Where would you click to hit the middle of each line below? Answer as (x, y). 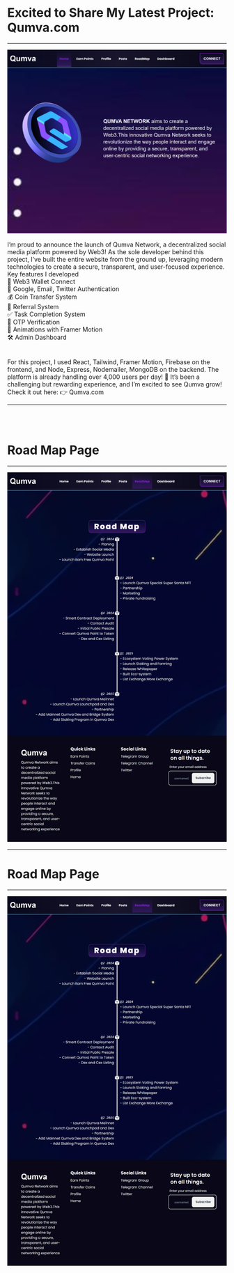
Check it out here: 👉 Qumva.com (56, 392)
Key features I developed (43, 274)
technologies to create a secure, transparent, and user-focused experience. (116, 267)
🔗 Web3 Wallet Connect (41, 281)
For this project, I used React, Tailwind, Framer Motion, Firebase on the (109, 362)
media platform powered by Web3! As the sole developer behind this (106, 251)
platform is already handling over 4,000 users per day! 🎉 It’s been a (103, 377)
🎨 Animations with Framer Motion (55, 329)
